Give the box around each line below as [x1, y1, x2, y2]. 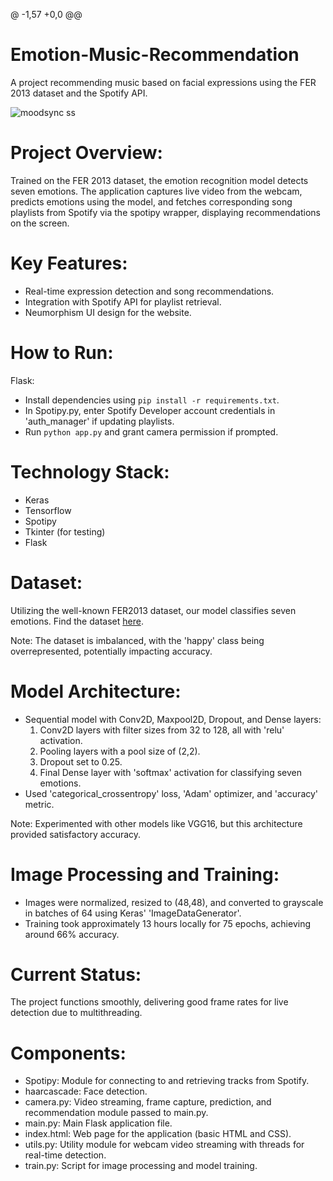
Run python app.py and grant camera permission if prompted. [24, 425, 279, 438]
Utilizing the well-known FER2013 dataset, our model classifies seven [10, 604, 297, 616]
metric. [24, 798, 55, 810]
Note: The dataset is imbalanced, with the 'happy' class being [10, 634, 265, 646]
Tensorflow [24, 504, 72, 516]
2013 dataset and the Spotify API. [10, 87, 148, 99]
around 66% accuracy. [24, 928, 120, 940]
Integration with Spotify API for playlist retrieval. [24, 295, 222, 308]
